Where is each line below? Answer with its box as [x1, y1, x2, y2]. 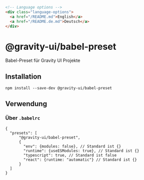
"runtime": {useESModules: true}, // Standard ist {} [23, 148, 139, 153]
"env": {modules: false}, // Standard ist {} [23, 143, 122, 149]
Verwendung [5, 99, 47, 108]
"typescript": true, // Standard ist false [23, 153, 117, 158]
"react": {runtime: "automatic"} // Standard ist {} [23, 157, 137, 162]
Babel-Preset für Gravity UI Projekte [5, 57, 81, 63]
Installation [5, 72, 42, 81]
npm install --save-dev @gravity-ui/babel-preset [5, 86, 113, 91]
